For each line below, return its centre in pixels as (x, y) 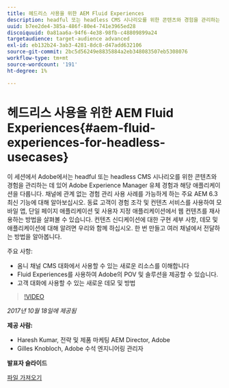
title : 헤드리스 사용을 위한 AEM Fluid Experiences (76, 13)
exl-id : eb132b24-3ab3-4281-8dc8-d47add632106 (75, 45)
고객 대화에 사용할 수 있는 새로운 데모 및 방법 (76, 283)
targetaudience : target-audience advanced (68, 39)
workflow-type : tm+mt (38, 58)
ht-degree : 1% (27, 71)
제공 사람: (20, 326)
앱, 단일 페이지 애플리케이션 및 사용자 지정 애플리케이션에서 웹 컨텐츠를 (113, 211)
